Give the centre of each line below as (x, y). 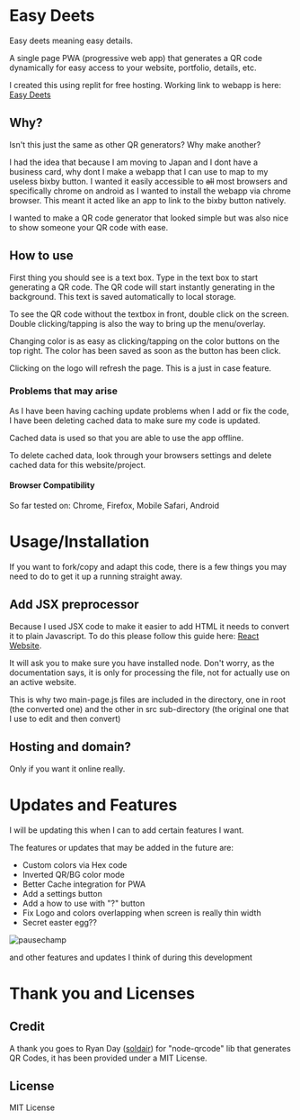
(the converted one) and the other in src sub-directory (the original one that (149, 709)
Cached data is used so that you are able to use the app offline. (127, 438)
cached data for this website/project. (78, 465)
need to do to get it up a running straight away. (96, 576)
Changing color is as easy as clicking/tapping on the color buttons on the (145, 341)
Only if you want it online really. (67, 768)
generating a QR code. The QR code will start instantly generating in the (142, 287)
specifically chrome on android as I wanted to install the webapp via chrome (150, 191)
